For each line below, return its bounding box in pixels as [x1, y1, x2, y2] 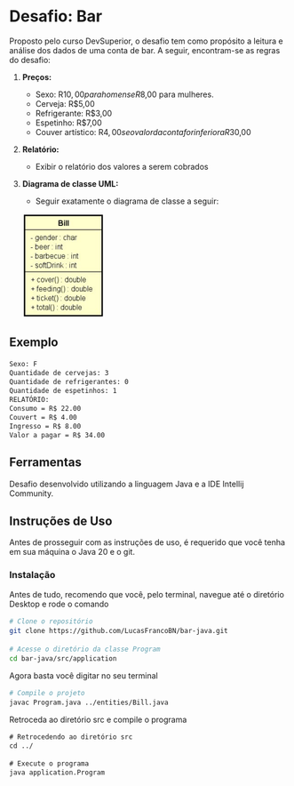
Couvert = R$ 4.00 [9, 413, 77, 421]
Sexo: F [9, 359, 38, 368]
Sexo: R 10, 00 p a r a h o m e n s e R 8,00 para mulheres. [35, 89, 215, 100]
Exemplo [9, 335, 59, 350]
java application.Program [9, 767, 105, 777]
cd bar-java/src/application [9, 654, 117, 663]
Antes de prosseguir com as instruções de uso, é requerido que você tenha [9, 537, 286, 548]
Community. [9, 487, 54, 499]
